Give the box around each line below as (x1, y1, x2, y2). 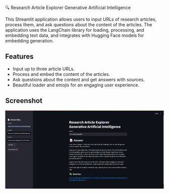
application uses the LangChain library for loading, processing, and (5, 27, 144, 33)
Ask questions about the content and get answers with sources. (12, 76, 145, 82)
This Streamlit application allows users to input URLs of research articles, (5, 16, 157, 22)
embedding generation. (5, 38, 54, 43)
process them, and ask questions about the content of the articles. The (5, 22, 152, 27)
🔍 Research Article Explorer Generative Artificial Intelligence (5, 5, 131, 11)
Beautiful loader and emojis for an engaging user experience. (12, 82, 140, 88)
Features (5, 53, 34, 61)
